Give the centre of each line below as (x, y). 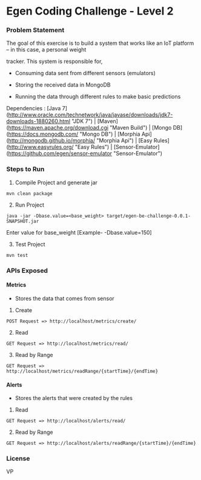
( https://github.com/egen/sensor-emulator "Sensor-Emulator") (84, 153)
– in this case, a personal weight (46, 50)
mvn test (17, 255)
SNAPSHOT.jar (23, 221)
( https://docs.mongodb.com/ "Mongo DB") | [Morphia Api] (79, 134)
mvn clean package (29, 193)
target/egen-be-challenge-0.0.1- (148, 216)
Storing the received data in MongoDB (63, 85)
